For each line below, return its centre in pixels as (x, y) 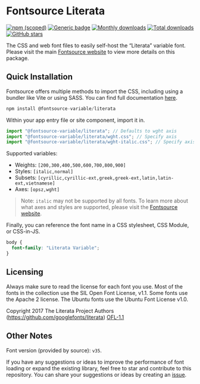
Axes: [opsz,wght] (37, 189)
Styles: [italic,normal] (44, 171)
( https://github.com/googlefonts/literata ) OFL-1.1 (65, 317)
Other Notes (29, 336)
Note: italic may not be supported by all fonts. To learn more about (104, 201)
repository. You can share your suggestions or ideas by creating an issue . (96, 374)
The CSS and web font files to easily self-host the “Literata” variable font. (96, 45)
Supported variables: (32, 153)
